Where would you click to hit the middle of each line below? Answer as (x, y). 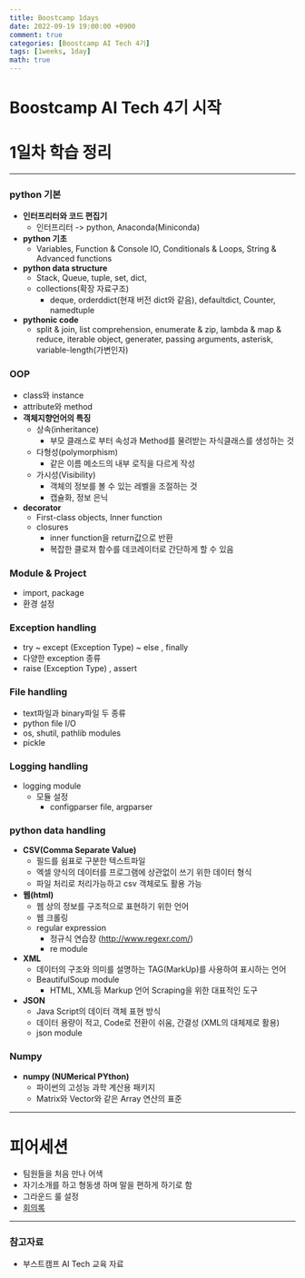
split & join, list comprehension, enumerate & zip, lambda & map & (158, 330)
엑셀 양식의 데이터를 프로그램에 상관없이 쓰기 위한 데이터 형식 (144, 872)
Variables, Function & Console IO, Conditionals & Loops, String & (156, 249)
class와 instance (53, 395)
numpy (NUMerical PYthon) (76, 1076)
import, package (53, 593)
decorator (42, 507)
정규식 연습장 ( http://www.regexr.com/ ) (121, 939)
